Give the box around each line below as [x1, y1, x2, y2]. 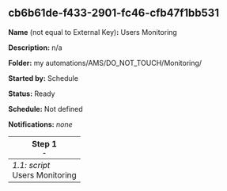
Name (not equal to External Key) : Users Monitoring [8, 27, 178, 36]
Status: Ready [8, 89, 55, 98]
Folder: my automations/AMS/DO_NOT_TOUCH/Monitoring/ [8, 58, 202, 67]
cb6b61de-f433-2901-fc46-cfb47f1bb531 [8, 6, 220, 20]
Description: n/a [8, 43, 62, 52]
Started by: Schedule [8, 73, 79, 82]
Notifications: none [8, 119, 73, 129]
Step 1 [31, 138, 58, 149]
